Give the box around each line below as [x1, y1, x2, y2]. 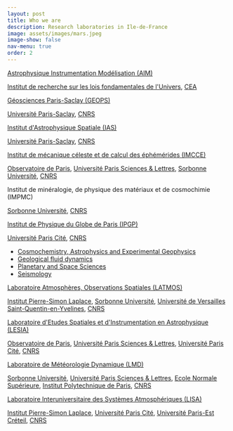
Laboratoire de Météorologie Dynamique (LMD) [7, 360, 144, 368]
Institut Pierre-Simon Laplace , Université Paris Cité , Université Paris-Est [7, 409, 215, 417]
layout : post [7, 10, 46, 18]
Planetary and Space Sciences [17, 262, 107, 271]
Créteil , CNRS [7, 416, 47, 424]
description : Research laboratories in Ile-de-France [7, 23, 168, 30]
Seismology [17, 269, 52, 278]
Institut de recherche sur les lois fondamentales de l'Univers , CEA [7, 82, 197, 91]
